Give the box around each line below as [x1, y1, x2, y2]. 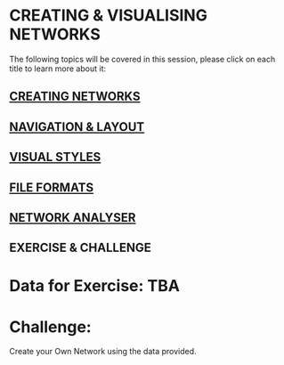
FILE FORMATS [9, 180, 94, 195]
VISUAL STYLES [9, 150, 101, 165]
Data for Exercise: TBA [9, 276, 181, 296]
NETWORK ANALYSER [9, 210, 136, 225]
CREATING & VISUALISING [9, 5, 207, 26]
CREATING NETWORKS [9, 89, 141, 104]
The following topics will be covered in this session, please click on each [9, 53, 276, 64]
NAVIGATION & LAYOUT [9, 119, 145, 134]
